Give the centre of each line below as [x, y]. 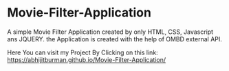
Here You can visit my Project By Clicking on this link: [83, 52]
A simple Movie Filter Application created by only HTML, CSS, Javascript [110, 32]
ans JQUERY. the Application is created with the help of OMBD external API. [115, 39]
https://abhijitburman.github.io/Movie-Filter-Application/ [87, 59]
